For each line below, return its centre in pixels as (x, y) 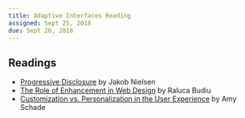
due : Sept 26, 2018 (41, 30)
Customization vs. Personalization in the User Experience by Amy (128, 99)
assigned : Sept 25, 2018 (50, 23)
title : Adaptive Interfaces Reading (69, 16)
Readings (33, 63)
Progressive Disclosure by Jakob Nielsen (88, 82)
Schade (33, 108)
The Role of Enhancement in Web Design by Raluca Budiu (115, 90)
